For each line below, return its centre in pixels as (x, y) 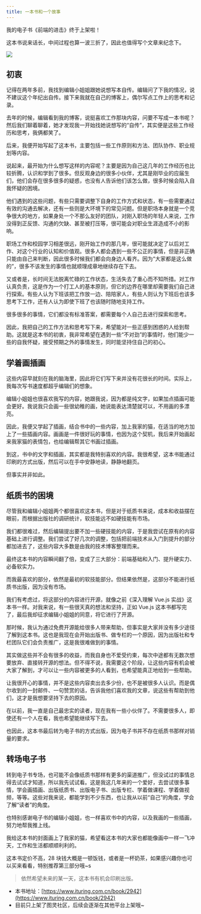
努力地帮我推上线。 (30, 825)
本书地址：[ (29, 891)
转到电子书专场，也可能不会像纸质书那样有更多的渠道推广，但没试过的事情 (98, 775)
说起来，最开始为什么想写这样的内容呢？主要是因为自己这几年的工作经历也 (98, 166)
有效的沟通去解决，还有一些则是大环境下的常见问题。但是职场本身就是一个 (98, 208)
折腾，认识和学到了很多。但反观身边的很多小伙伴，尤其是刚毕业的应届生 (100, 173)
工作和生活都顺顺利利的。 (48, 845)
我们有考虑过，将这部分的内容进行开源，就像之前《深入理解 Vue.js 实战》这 (99, 600)
